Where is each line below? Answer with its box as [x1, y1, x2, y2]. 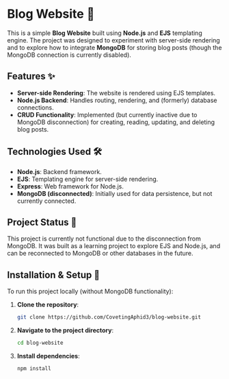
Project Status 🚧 [7, 216, 77, 228]
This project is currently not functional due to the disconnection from [7, 234, 202, 243]
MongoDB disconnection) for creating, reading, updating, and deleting [16, 118, 215, 126]
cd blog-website [16, 339, 64, 347]
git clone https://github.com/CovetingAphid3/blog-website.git [16, 314, 202, 321]
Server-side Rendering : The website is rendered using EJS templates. [16, 88, 216, 97]
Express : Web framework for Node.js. [16, 182, 124, 191]
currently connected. [16, 197, 77, 205]
